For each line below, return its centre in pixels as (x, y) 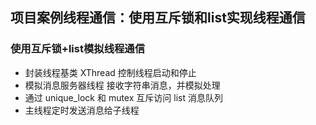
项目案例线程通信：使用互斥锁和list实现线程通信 (158, 18)
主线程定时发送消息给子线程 (82, 110)
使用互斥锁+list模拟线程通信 (78, 49)
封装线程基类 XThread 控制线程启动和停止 (110, 72)
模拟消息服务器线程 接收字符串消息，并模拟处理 (122, 85)
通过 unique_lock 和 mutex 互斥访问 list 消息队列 (123, 97)
